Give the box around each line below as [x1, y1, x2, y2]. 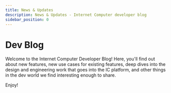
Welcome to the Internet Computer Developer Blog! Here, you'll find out [5, 56, 155, 62]
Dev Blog [5, 39, 44, 51]
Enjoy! [5, 82, 19, 88]
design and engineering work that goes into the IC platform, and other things [5, 67, 166, 73]
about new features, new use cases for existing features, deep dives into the [5, 61, 166, 67]
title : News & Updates [5, 7, 53, 13]
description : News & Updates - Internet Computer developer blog [5, 12, 147, 17]
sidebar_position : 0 [5, 17, 49, 22]
